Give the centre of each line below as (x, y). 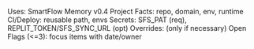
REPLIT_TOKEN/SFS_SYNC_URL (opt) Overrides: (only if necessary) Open (127, 28)
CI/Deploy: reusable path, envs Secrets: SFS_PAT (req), (97, 20)
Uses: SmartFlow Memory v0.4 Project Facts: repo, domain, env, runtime (125, 11)
